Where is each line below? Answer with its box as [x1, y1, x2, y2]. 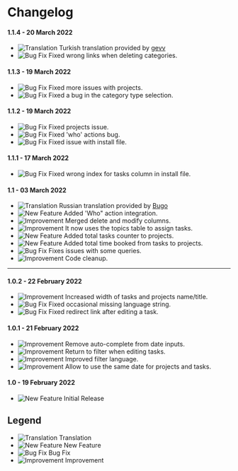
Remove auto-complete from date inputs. [64, 339, 186, 348]
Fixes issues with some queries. [48, 247, 142, 255]
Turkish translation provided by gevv [59, 44, 166, 52]
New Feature [63, 441, 101, 449]
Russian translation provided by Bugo [59, 202, 169, 210]
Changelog [7, 4, 74, 21]
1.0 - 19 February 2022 [7, 378, 76, 387]
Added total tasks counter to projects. [63, 231, 174, 240]
